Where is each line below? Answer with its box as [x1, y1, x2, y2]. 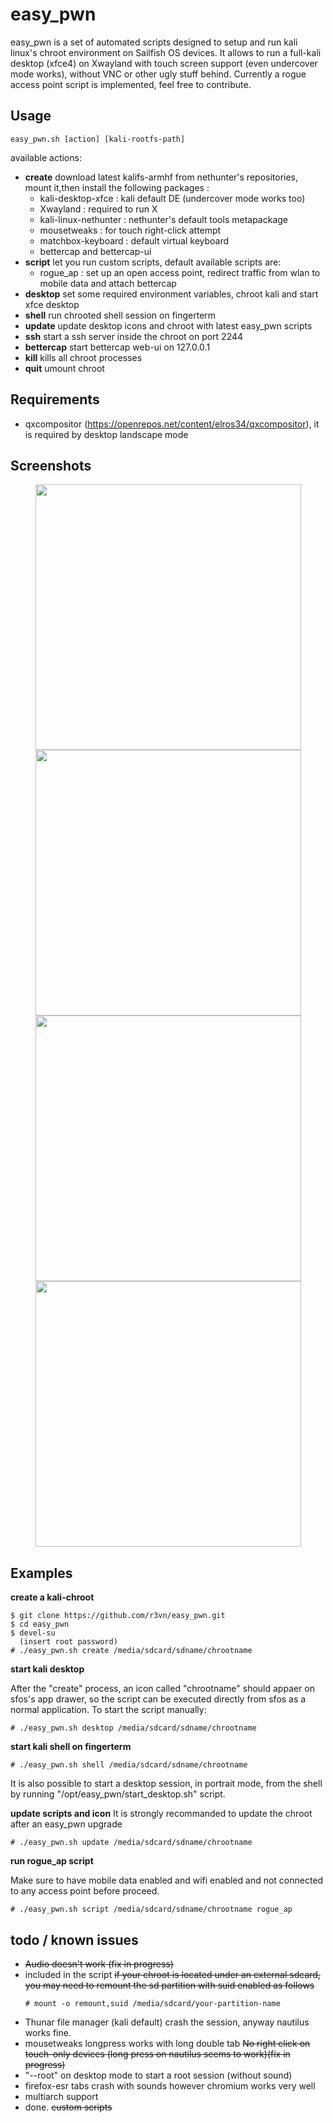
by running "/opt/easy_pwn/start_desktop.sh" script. [10, 1788, 226, 1800]
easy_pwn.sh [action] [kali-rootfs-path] [10, 134, 186, 144]
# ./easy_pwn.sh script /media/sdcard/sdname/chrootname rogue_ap [10, 1904, 293, 1915]
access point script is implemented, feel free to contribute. [10, 78, 252, 90]
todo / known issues [10, 1931, 139, 1948]
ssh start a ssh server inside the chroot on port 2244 [24, 330, 244, 342]
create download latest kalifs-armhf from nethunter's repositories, [24, 171, 299, 183]
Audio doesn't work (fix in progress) [24, 1958, 174, 1970]
